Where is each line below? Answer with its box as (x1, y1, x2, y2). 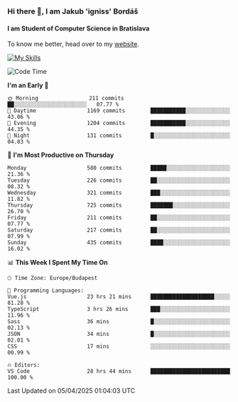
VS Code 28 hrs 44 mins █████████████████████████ (7, 368, 231, 375)
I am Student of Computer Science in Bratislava (7, 24, 150, 33)
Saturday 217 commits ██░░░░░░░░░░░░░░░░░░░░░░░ (7, 227, 231, 234)
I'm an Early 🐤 (7, 81, 49, 89)
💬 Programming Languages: (7, 287, 84, 294)
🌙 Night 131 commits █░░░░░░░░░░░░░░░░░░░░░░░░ (7, 132, 231, 139)
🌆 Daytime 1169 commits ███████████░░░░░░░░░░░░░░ (7, 107, 231, 114)
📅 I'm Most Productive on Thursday (7, 151, 114, 159)
